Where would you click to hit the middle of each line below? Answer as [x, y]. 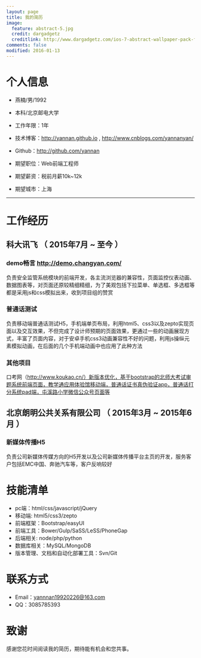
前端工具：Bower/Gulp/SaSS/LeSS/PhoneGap [71, 531]
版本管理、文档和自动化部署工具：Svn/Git [66, 553]
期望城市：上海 [33, 188]
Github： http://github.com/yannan [57, 151]
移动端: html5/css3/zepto [46, 516]
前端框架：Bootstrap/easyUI [50, 523]
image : [14, 23]
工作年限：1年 [32, 125]
